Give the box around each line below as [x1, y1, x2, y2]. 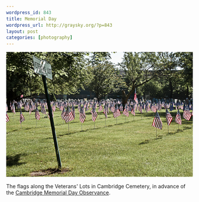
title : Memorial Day [6, 15, 57, 22]
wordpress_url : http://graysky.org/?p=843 [6, 22, 113, 28]
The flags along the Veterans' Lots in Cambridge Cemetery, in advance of [6, 183, 186, 190]
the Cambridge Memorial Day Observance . [6, 189, 111, 196]
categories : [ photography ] [6, 34, 73, 41]
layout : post [6, 29, 38, 34]
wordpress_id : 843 [6, 10, 52, 15]
